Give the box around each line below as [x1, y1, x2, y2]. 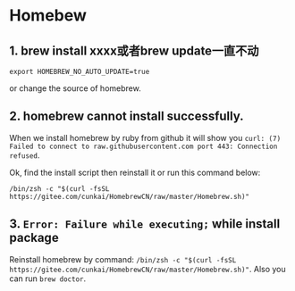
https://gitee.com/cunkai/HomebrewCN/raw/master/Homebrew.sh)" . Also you [9, 263, 286, 274]
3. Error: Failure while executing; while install [9, 216, 281, 232]
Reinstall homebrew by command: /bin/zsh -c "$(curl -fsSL [9, 254, 237, 264]
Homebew [9, 5, 88, 26]
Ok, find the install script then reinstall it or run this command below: [9, 167, 261, 178]
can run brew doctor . [9, 273, 87, 284]
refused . [9, 149, 40, 161]
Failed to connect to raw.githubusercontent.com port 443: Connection [9, 142, 278, 151]
